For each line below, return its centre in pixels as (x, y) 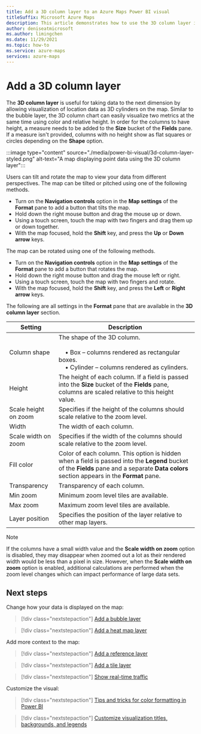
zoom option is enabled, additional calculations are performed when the (95, 567)
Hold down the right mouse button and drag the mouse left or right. (98, 275)
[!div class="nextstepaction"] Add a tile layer (76, 665)
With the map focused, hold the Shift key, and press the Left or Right (100, 288)
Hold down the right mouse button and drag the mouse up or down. (98, 214)
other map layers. (83, 522)
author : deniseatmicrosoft (40, 28)
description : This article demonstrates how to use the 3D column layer (99, 23)
